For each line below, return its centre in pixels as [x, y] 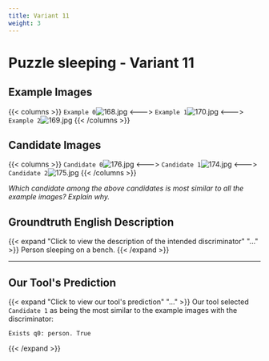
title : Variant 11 [39, 16]
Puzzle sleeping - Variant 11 [101, 63]
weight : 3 [25, 23]
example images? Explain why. [59, 197]
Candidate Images [55, 145]
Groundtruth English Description [91, 222]
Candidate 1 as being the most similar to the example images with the [123, 310]
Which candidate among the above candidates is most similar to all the [126, 188]
